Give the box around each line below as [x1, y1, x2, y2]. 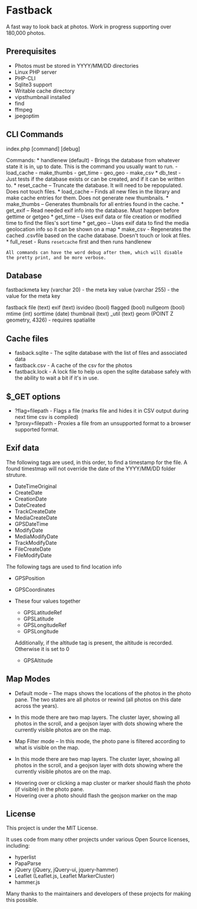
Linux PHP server [14, 68, 57, 76]
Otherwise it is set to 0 [14, 645, 69, 652]
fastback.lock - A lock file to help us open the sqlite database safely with [14, 368, 191, 375]
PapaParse [14, 860, 41, 867]
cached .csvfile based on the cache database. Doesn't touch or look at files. [6, 231, 191, 239]
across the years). [14, 702, 59, 709]
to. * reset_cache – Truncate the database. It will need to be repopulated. [6, 181, 183, 189]
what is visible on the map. [14, 744, 80, 751]
